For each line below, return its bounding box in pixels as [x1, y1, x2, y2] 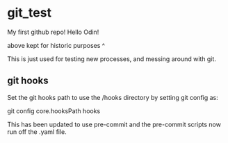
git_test [7, 5, 52, 21]
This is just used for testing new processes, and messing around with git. [7, 54, 217, 63]
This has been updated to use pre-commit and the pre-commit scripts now [7, 120, 221, 128]
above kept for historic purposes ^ [7, 41, 106, 49]
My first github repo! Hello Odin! [7, 28, 99, 36]
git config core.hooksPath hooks [7, 106, 101, 115]
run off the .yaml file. [7, 127, 67, 136]
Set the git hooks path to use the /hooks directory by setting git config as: [7, 93, 219, 101]
